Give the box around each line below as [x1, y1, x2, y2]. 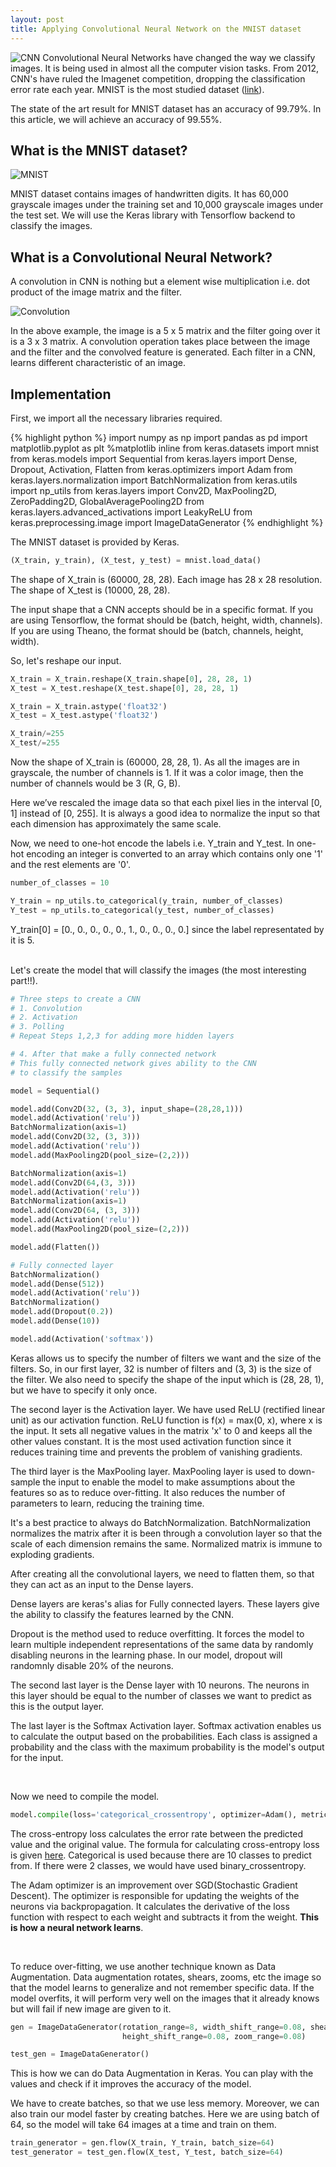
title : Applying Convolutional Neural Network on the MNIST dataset [10, 24, 302, 34]
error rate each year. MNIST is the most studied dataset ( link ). [10, 83, 265, 95]
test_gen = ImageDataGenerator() [10, 2049, 150, 2060]
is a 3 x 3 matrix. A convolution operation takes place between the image [10, 336, 311, 348]
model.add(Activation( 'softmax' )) [10, 1334, 155, 1344]
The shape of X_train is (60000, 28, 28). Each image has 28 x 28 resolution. [10, 573, 323, 585]
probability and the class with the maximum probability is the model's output [10, 1741, 325, 1753]
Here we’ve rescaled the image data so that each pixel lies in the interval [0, [10, 797, 323, 809]
